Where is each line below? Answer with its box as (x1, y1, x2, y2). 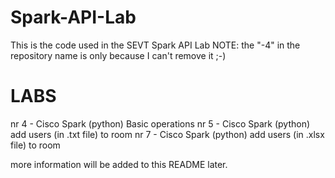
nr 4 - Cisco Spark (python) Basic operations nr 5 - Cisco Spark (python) (10, 117, 311, 130)
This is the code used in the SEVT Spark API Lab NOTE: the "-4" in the (10, 39, 301, 51)
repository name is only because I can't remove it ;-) (10, 49, 227, 61)
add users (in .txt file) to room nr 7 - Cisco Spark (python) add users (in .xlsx (10, 128, 325, 140)
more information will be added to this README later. (10, 158, 228, 170)
